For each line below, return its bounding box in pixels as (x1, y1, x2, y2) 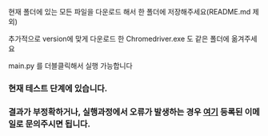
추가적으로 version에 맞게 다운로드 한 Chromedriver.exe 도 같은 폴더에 (8, 34, 230, 43)
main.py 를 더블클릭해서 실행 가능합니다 (8, 61, 134, 70)
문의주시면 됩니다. (25, 118, 90, 130)
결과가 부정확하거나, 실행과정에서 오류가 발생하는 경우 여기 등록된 (8, 106, 243, 118)
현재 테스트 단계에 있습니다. (8, 82, 108, 94)
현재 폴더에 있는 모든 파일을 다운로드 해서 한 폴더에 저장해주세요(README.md (8, 7, 251, 16)
